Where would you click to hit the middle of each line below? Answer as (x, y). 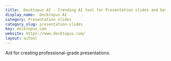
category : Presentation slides (38, 19)
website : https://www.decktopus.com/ (45, 34)
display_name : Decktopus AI (36, 15)
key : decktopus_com (26, 29)
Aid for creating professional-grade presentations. (58, 53)
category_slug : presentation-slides (44, 24)
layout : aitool (21, 39)
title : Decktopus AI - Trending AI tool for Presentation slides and (82, 10)
